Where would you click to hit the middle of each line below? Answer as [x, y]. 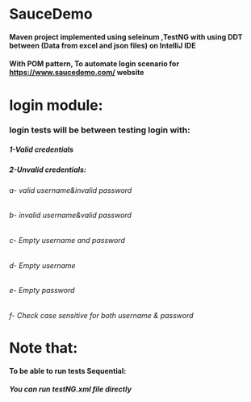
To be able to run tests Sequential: [68, 371]
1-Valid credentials [42, 149]
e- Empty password [42, 291]
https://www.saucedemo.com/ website [77, 73]
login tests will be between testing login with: [100, 130]
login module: [56, 105]
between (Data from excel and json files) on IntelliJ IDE [102, 45]
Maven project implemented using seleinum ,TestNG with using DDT [126, 36]
